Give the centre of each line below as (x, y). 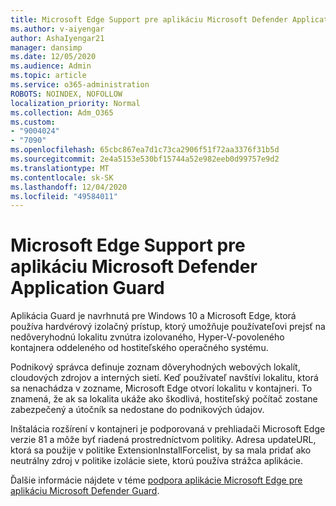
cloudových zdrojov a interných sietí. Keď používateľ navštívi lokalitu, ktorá (164, 378)
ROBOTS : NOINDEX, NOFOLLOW (66, 94)
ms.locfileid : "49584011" (64, 196)
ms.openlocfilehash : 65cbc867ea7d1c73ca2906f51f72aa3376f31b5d (145, 150)
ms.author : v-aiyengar (57, 29)
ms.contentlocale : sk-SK (62, 177)
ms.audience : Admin (51, 66)
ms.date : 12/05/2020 (53, 57)
